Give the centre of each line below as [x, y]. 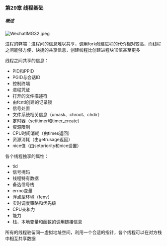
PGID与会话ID [26, 77]
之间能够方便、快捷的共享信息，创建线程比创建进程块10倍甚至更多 [73, 50]
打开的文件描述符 [30, 96]
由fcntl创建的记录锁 [32, 102]
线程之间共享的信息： [27, 60]
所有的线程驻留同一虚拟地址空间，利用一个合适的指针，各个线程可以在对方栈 [83, 232]
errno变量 [22, 190]
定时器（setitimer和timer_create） [47, 121]
